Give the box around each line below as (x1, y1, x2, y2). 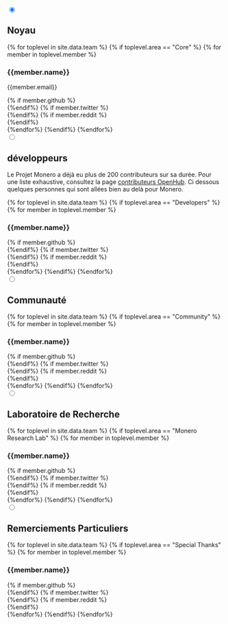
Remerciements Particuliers (7, 522, 129, 534)
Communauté (7, 294, 67, 306)
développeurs (7, 152, 68, 164)
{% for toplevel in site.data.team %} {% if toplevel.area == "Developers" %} (7, 198, 220, 207)
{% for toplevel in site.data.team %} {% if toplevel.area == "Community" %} (7, 312, 221, 321)
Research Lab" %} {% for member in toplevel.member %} (7, 434, 170, 442)
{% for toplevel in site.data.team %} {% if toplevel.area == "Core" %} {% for (7, 43, 222, 51)
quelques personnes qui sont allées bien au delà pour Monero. (7, 185, 183, 193)
